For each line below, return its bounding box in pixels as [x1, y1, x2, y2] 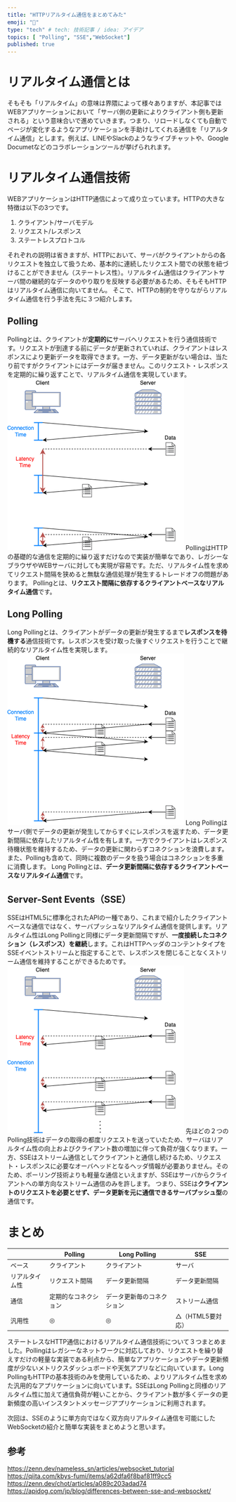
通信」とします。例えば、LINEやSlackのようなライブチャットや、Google [19, 134, 229, 143]
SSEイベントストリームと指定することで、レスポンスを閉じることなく [7, 948, 209, 957]
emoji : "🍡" [7, 18, 39, 26]
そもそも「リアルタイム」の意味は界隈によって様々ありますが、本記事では [7, 99, 222, 107]
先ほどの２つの [185, 1127, 229, 1135]
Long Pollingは [185, 818, 228, 827]
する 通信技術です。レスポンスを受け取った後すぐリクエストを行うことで [13, 636, 222, 645]
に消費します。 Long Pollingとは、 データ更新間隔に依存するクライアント [7, 862, 216, 870]
